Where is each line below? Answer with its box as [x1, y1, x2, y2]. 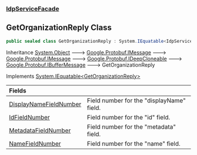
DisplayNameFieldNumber [9, 100, 81, 108]
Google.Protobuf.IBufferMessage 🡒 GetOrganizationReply [6, 61, 155, 68]
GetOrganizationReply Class [6, 23, 112, 33]
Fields [9, 87, 26, 95]
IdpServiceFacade [6, 5, 60, 13]
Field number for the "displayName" [87, 96, 186, 104]
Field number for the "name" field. [87, 139, 181, 147]
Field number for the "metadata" [87, 122, 176, 130]
